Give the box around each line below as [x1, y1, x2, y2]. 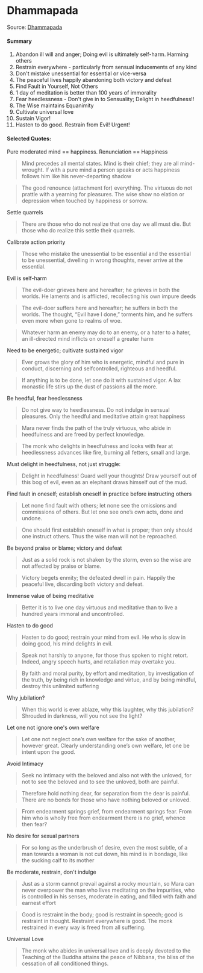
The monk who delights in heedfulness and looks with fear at [21, 443, 173, 450]
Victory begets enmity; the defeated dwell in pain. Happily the [21, 574, 175, 582]
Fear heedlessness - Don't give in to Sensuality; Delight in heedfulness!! [15, 96, 195, 103]
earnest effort [21, 900, 56, 907]
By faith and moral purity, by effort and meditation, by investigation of [21, 670, 195, 677]
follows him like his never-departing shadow [21, 173, 132, 180]
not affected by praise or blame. [21, 562, 102, 570]
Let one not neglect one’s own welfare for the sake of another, [21, 736, 176, 743]
